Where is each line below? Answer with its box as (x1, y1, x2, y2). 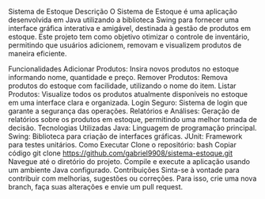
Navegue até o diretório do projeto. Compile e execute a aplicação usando (8, 157, 251, 166)
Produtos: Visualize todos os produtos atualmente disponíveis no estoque (8, 90, 248, 98)
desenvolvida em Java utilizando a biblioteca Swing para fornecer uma (8, 15, 240, 25)
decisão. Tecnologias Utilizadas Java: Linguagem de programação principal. (8, 123, 257, 132)
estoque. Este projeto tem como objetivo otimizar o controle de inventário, (8, 32, 250, 41)
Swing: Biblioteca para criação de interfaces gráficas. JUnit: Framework (8, 132, 243, 141)
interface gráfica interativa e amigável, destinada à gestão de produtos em (8, 24, 252, 33)
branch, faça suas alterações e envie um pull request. (8, 182, 184, 191)
